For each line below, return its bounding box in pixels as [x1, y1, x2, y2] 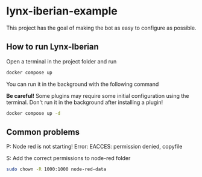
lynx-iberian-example [6, 4, 118, 18]
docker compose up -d [6, 110, 61, 116]
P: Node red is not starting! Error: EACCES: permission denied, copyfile [6, 143, 183, 150]
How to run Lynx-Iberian [6, 42, 99, 52]
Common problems [6, 127, 80, 137]
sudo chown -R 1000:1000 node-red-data [6, 166, 107, 173]
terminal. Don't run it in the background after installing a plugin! [6, 98, 163, 106]
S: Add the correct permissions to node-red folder [6, 155, 131, 162]
